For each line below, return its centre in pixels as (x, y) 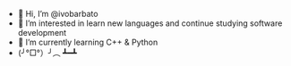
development (42, 33)
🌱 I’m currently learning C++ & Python (88, 42)
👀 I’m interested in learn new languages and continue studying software (150, 23)
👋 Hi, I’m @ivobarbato (58, 14)
